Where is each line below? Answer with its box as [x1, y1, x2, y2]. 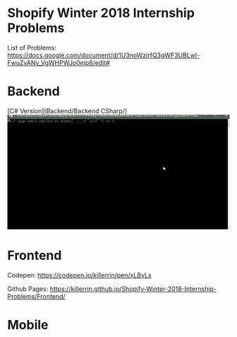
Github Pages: [7, 285, 49, 293]
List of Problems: [7, 43, 56, 52]
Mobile [7, 317, 49, 333]
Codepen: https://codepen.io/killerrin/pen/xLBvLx [7, 271, 152, 280]
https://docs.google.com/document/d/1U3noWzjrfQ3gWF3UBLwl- [7, 51, 200, 59]
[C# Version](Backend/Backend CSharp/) [7, 106, 128, 115]
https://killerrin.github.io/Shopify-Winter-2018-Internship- [49, 285, 217, 293]
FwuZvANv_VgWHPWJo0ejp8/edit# [7, 58, 111, 67]
